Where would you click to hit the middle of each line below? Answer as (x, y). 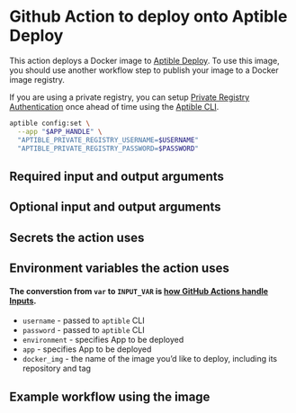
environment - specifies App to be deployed (103, 340)
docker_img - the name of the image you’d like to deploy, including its (149, 359)
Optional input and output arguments (116, 207)
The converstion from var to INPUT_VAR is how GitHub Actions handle (139, 291)
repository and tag (57, 368)
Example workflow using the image (110, 396)
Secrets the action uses (77, 237)
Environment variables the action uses (119, 268)
